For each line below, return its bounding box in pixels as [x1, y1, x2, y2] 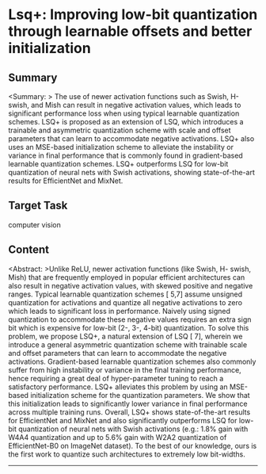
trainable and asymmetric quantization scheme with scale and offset [8, 125, 231, 135]
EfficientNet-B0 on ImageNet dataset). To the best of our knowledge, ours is [8, 441, 257, 450]
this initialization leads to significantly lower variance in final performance [8, 399, 248, 408]
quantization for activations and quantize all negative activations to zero [8, 297, 243, 307]
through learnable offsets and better [8, 22, 253, 40]
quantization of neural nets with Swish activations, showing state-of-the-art [8, 168, 255, 177]
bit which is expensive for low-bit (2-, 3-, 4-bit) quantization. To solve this [8, 323, 249, 332]
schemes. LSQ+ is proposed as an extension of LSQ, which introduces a [8, 117, 244, 126]
